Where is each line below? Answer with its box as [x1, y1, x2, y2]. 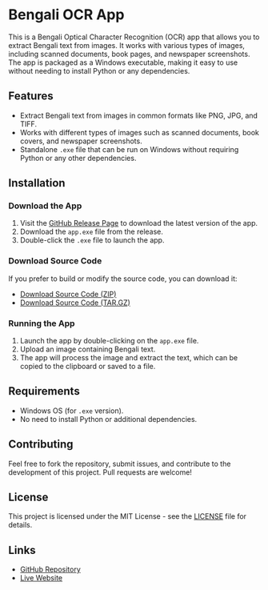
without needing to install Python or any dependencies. [8, 66, 190, 75]
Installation [8, 176, 66, 190]
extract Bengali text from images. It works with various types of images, [8, 40, 246, 50]
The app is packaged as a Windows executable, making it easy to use [8, 58, 238, 67]
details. [8, 520, 33, 530]
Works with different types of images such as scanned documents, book [19, 127, 260, 137]
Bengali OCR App [8, 6, 125, 24]
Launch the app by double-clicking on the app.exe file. [19, 336, 199, 346]
